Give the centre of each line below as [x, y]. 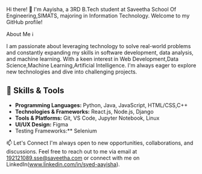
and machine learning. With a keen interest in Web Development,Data [93, 59]
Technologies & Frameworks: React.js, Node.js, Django [84, 111]
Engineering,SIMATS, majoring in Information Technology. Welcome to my [98, 16]
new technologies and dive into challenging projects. [72, 72]
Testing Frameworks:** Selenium [56, 131]
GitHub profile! [24, 22]
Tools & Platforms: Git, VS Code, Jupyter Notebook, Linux [87, 118]
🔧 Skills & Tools [35, 91]
